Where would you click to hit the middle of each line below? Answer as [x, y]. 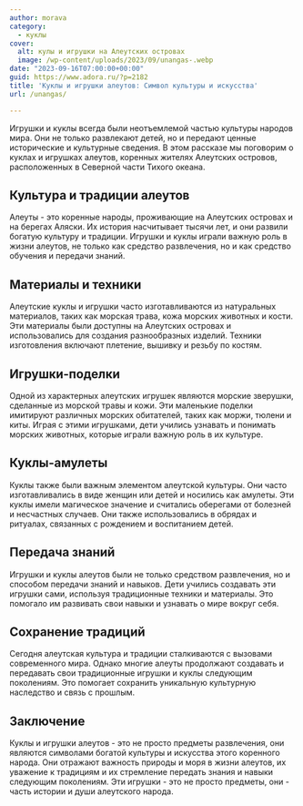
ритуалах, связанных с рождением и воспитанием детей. [121, 524]
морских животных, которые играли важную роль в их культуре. [136, 434]
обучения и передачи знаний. [67, 256]
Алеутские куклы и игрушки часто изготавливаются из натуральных [143, 307]
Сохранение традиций [77, 632]
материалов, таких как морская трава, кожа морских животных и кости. [151, 316]
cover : [22, 43]
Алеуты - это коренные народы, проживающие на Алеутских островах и [151, 217]
